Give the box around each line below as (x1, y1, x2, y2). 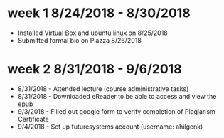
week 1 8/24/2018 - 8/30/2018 (7, 5, 191, 21)
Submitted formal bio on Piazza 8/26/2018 (17, 36, 142, 44)
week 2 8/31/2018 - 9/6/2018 (7, 61, 183, 78)
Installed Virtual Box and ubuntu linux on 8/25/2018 (17, 28, 169, 37)
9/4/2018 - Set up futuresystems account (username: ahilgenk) (17, 122, 203, 131)
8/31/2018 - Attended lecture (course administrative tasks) (17, 84, 189, 93)
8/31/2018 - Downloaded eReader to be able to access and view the (17, 92, 217, 100)
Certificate (17, 115, 49, 123)
